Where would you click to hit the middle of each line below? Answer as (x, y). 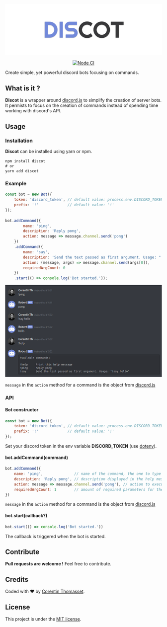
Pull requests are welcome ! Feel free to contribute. (58, 564)
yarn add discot (22, 171)
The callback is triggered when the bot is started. (55, 536)
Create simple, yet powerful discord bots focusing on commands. (72, 73)
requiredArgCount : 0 (44, 268)
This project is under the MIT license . (43, 619)
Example (16, 183)
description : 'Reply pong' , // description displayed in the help (84, 479)
